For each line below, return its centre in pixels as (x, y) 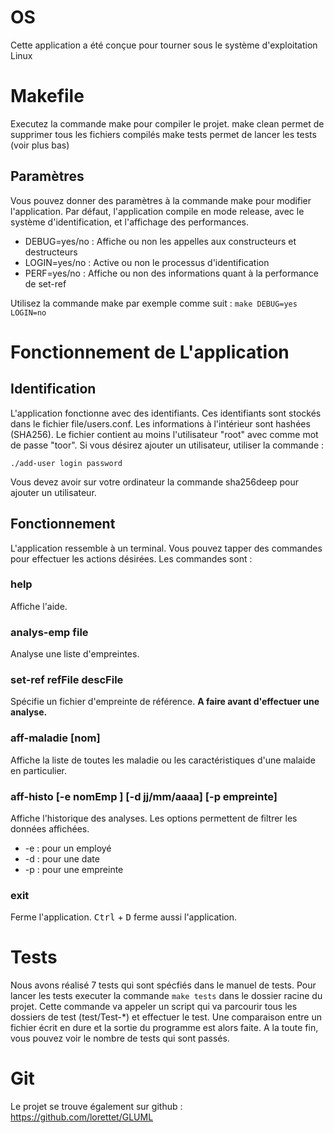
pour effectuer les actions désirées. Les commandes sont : (131, 558)
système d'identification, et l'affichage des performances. (130, 222)
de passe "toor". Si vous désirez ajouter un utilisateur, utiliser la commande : (167, 445)
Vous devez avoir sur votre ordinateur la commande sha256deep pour (154, 482)
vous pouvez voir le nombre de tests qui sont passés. (120, 1038)
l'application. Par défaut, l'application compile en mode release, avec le (157, 211)
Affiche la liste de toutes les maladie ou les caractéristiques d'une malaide (163, 760)
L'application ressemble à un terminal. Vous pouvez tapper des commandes (166, 548)
